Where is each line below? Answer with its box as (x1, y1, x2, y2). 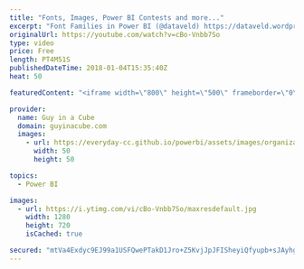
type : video (9, 38, 54, 48)
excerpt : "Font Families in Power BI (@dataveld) (9, 22, 201, 31)
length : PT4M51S (9, 55, 71, 64)
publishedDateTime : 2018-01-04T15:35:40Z (9, 64, 168, 73)
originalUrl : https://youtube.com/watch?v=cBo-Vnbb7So (9, 30, 221, 39)
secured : (9, 246, 43, 255)
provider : (9, 105, 47, 114)
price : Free (9, 47, 54, 56)
